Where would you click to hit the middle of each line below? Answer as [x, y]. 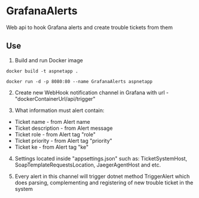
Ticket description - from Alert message [64, 128]
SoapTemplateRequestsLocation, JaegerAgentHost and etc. [88, 165]
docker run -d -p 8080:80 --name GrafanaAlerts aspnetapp [79, 81]
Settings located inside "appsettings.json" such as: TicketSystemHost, [101, 158]
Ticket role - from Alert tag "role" [55, 134]
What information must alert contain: [60, 110]
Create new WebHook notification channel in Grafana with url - [92, 92]
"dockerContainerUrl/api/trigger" [55, 98]
